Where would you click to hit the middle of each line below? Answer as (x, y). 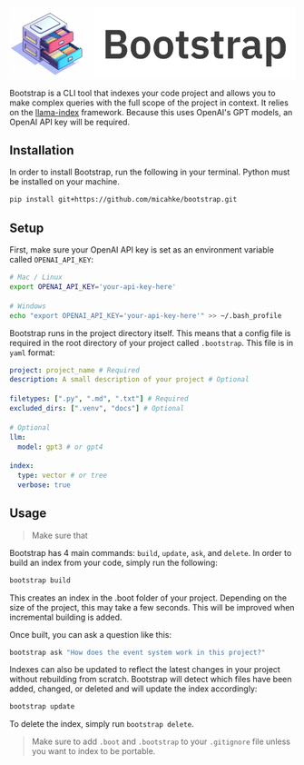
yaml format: (32, 353)
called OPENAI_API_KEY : (51, 260)
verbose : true (44, 485)
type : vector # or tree (62, 476)
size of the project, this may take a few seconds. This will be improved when (152, 607)
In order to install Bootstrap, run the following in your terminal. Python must (150, 172)
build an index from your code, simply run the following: (113, 562)
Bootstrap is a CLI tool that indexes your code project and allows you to (142, 93)
